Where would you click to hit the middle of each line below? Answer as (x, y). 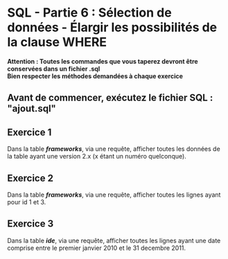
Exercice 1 (29, 132)
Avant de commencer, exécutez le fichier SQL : (110, 98)
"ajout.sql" (32, 109)
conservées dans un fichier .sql (54, 69)
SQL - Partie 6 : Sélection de (89, 13)
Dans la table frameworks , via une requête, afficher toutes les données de (114, 149)
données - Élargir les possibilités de (112, 27)
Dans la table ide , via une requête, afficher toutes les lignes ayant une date (114, 240)
